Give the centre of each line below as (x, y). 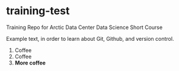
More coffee (30, 63)
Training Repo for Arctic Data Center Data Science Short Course (84, 27)
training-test (38, 11)
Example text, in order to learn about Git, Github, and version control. (90, 38)
